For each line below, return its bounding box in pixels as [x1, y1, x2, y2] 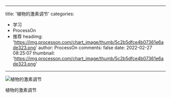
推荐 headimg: [12, 34, 43, 39]
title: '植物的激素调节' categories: [5, 11, 75, 17]
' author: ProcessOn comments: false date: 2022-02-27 [35, 44, 153, 51]
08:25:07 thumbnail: [12, 50, 55, 56]
